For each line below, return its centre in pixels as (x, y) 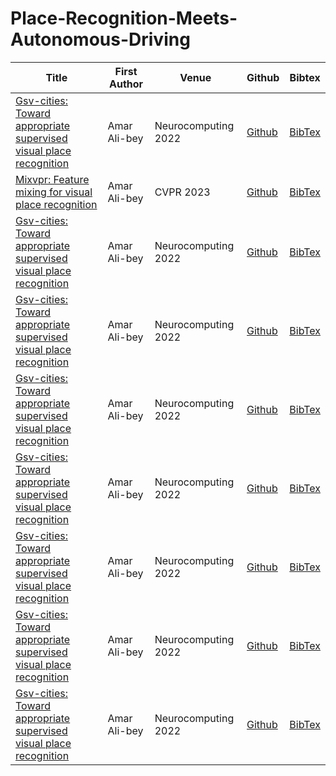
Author (126, 84)
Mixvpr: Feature (52, 179)
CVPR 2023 (182, 192)
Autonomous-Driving (100, 39)
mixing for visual (54, 192)
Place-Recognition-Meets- (124, 18)
